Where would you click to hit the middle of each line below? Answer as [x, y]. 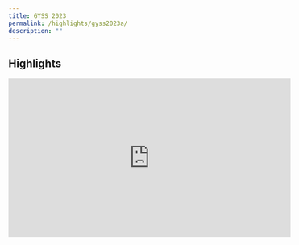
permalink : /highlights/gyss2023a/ [68, 23]
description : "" [35, 31]
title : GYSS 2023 [37, 16]
